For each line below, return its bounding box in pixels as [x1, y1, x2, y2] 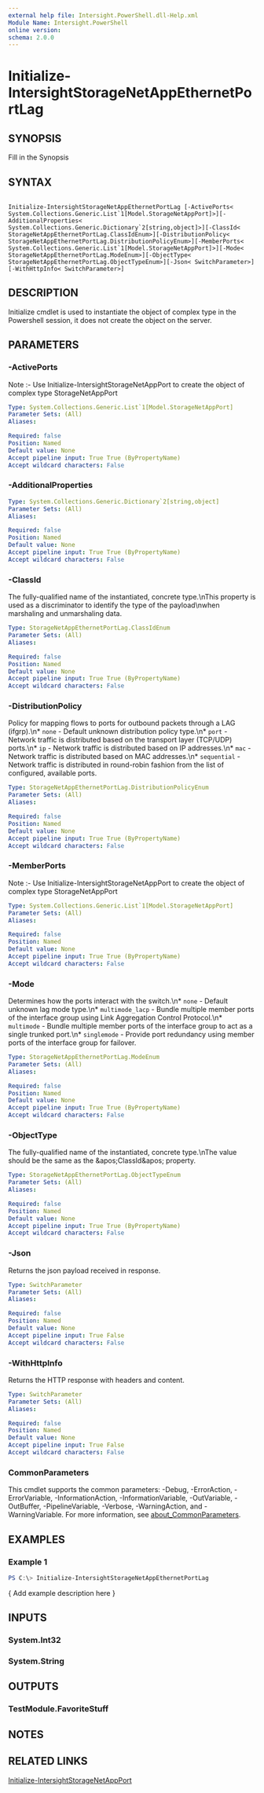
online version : [8, 26, 61, 34]
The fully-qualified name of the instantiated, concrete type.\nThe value [8, 1148, 237, 1157]
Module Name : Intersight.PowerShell [8, 19, 128, 27]
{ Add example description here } [8, 1588, 115, 1597]
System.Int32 [8, 1635, 61, 1646]
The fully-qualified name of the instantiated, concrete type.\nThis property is [8, 592, 256, 602]
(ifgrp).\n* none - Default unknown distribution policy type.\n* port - [8, 727, 228, 736]
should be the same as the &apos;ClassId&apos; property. [8, 1156, 196, 1165]
